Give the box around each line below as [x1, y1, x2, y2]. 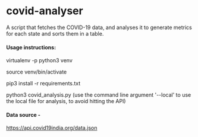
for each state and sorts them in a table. [6, 30, 104, 37]
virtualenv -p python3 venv [6, 57, 73, 64]
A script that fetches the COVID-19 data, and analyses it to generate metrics [6, 24, 192, 31]
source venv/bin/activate [6, 68, 67, 75]
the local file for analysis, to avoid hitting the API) [6, 98, 126, 105]
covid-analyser [6, 4, 83, 18]
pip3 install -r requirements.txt [6, 80, 81, 87]
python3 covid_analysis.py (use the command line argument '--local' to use [6, 91, 191, 98]
